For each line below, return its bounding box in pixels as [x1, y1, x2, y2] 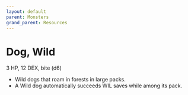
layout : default [6, 8, 46, 15]
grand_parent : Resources [6, 19, 68, 25]
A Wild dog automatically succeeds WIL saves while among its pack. [14, 82, 183, 89]
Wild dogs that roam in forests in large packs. [14, 76, 126, 83]
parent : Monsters [6, 14, 49, 20]
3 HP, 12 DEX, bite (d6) [6, 64, 62, 71]
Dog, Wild [6, 45, 56, 58]
